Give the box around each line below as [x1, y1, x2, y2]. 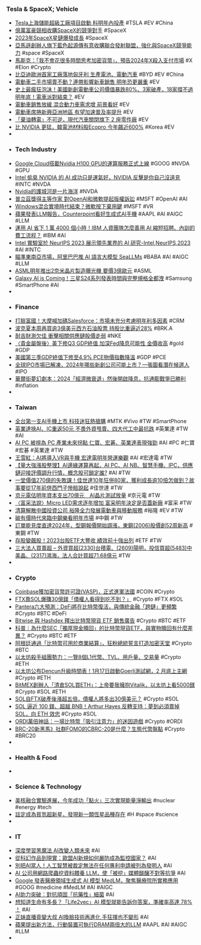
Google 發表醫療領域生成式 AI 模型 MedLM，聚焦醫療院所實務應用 [14, 877, 179, 884]
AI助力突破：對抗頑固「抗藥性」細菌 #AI [14, 891, 115, 898]
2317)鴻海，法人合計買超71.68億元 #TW [32, 552, 131, 559]
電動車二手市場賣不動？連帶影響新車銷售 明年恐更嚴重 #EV [14, 78, 160, 85]
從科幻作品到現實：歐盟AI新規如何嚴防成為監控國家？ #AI [14, 854, 157, 862]
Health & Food [14, 754, 57, 762]
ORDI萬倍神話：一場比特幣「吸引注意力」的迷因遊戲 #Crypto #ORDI [14, 718, 183, 725]
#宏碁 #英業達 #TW [14, 447, 64, 454]
